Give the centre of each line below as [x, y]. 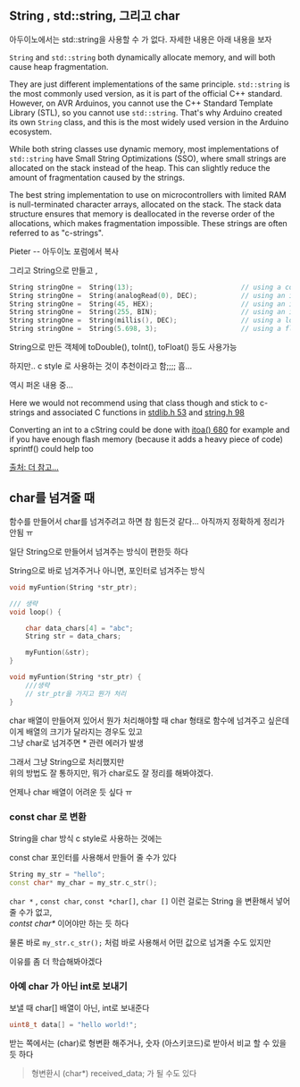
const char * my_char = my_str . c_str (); [83, 883]
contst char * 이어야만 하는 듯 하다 [69, 923]
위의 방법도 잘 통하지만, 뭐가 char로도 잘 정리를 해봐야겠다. [112, 773]
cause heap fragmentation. [59, 66]
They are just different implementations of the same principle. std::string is [150, 84]
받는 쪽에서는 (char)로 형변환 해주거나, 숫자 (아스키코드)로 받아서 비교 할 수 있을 [148, 1043]
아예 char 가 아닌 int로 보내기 [68, 987]
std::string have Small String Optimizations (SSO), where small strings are [148, 158]
